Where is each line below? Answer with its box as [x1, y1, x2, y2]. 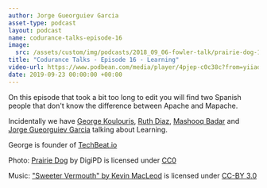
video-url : [8, 63, 44, 71]
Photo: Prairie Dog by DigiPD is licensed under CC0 [8, 155, 177, 165]
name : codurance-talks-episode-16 [8, 33, 123, 42]
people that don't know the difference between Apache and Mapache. [8, 101, 238, 110]
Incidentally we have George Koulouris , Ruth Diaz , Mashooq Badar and [8, 116, 240, 125]
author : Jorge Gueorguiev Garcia [8, 11, 119, 20]
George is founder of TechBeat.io [8, 140, 118, 149]
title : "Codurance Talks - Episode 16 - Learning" [8, 56, 180, 64]
